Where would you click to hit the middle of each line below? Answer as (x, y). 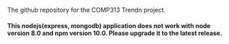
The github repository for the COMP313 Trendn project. (86, 10)
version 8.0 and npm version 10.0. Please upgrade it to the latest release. (115, 33)
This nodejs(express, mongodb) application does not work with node (109, 25)
